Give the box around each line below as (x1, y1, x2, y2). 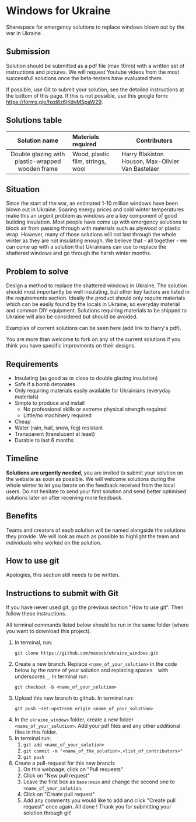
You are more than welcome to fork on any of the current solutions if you (6, 336, 181, 343)
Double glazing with (10, 150, 65, 158)
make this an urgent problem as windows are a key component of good (6, 212, 177, 219)
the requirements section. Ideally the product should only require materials (6, 294, 185, 302)
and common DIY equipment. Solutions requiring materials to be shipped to (6, 307, 187, 314)
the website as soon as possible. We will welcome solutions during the (6, 475, 176, 482)
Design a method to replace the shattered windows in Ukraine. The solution (6, 282, 187, 289)
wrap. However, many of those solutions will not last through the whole (6, 231, 177, 238)
